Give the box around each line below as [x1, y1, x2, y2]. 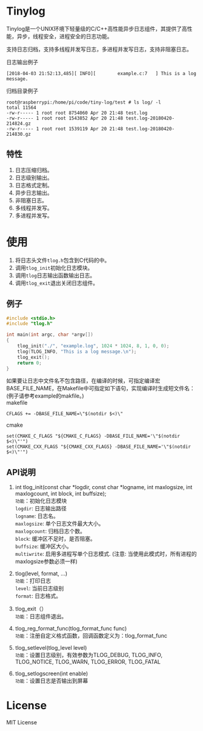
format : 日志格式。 [15, 592, 62, 599]
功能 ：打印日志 [15, 577, 52, 584]
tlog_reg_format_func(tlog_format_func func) [15, 625, 127, 632]
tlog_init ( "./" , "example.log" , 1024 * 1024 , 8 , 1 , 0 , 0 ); [17, 343, 170, 349]
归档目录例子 [6, 87, 38, 95]
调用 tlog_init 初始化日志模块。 [15, 264, 93, 271]
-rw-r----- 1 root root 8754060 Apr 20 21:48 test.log [6, 110, 148, 116]
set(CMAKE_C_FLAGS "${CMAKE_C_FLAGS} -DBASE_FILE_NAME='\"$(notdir [6, 433, 181, 439]
